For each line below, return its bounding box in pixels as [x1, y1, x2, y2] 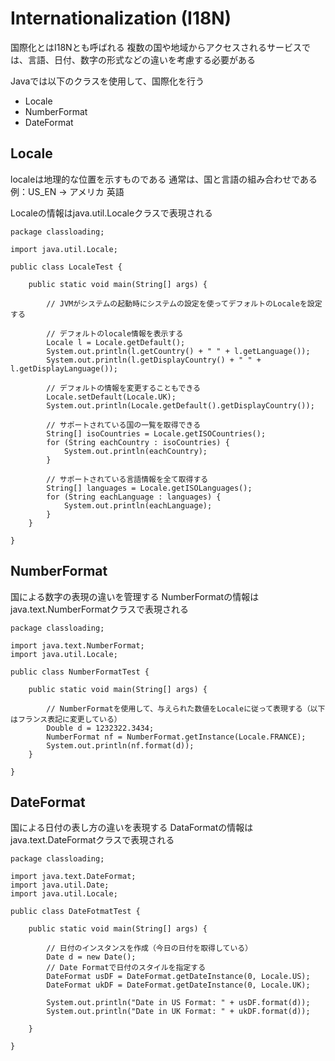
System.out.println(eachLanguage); [63, 500, 213, 511]
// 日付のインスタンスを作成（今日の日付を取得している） [46, 943, 253, 954]
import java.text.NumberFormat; [10, 640, 145, 651]
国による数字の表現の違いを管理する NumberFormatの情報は [10, 590, 260, 602]
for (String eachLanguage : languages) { [46, 492, 222, 502]
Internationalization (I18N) [10, 7, 232, 30]
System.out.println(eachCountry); [63, 446, 208, 456]
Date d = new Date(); [46, 952, 137, 962]
